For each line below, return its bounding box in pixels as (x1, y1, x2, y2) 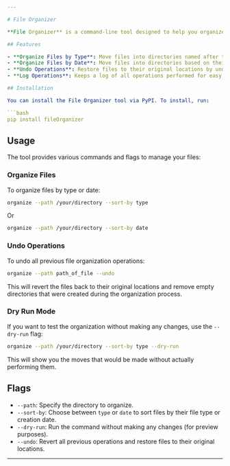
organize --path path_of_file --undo (7, 270, 115, 277)
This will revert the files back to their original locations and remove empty (7, 282, 214, 290)
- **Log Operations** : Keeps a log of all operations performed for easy (7, 73, 222, 80)
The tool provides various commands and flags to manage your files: (7, 153, 201, 161)
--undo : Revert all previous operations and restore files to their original (16, 437, 215, 445)
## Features (7, 40, 41, 48)
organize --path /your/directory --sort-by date (7, 224, 149, 232)
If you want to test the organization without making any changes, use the (7, 322, 213, 330)
